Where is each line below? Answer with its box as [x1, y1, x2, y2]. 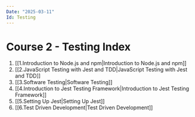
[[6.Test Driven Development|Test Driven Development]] [14, 104, 153, 111]
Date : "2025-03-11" [6, 8, 55, 15]
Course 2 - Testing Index [6, 40, 131, 54]
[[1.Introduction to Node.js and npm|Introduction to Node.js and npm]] [14, 60, 187, 67]
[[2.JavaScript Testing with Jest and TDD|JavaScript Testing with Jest [14, 66, 188, 73]
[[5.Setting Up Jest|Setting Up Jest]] [14, 98, 105, 105]
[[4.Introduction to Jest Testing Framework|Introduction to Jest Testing [14, 85, 190, 93]
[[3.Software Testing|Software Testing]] [14, 79, 113, 86]
